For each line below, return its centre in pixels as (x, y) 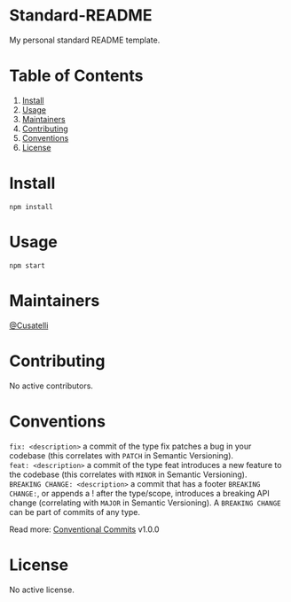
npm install (31, 207)
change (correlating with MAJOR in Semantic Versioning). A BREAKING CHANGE (145, 503)
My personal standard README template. (85, 40)
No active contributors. (51, 386)
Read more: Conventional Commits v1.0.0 (84, 529)
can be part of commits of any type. (75, 512)
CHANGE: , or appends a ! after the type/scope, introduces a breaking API (139, 493)
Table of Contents (76, 76)
